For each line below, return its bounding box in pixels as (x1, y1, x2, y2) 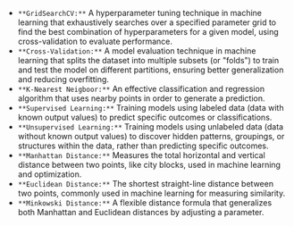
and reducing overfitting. (17, 74, 110, 84)
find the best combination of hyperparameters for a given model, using (17, 27, 279, 37)
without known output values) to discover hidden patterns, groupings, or (17, 131, 285, 141)
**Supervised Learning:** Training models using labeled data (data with (17, 103, 284, 113)
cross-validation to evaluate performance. (17, 36, 172, 46)
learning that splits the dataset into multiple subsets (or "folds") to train (17, 55, 280, 65)
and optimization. (17, 169, 82, 180)
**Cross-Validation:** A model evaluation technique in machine (17, 46, 256, 56)
